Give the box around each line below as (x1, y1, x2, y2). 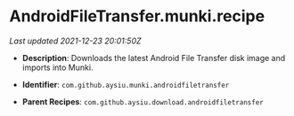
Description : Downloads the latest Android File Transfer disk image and (21, 52, 286, 63)
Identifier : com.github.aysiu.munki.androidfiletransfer (21, 79, 230, 89)
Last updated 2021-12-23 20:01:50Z (9, 35, 142, 46)
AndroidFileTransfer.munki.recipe (9, 6, 265, 27)
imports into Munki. (21, 62, 94, 73)
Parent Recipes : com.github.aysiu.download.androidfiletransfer (21, 96, 265, 107)
